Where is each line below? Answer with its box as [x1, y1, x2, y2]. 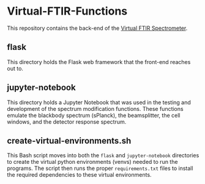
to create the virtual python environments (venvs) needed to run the [7, 158, 178, 166]
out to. [7, 65, 24, 72]
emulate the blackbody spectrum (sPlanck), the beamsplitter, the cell [7, 111, 181, 119]
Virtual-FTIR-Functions [7, 4, 128, 18]
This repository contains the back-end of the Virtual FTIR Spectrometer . [7, 24, 188, 32]
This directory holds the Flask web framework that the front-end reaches [7, 58, 191, 65]
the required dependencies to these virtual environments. [7, 171, 152, 179]
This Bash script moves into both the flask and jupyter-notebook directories [7, 152, 199, 159]
